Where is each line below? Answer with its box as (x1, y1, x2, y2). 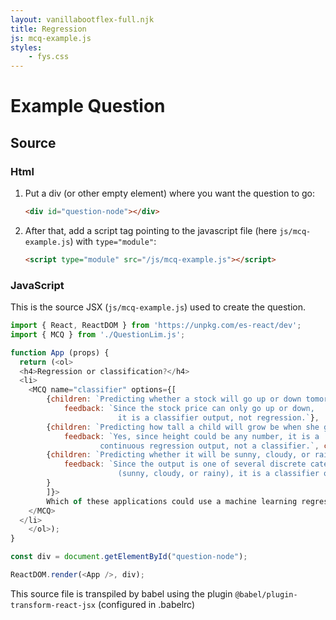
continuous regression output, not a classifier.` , (99, 441, 320, 451)
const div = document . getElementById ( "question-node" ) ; (10, 552, 248, 562)
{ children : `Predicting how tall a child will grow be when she (46, 422, 320, 432)
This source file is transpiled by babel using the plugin (10, 587, 233, 600)
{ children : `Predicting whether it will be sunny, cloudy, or (46, 450, 311, 460)
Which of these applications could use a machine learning (46, 496, 298, 506)
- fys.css (28, 52, 70, 62)
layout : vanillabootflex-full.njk (10, 14, 155, 25)
